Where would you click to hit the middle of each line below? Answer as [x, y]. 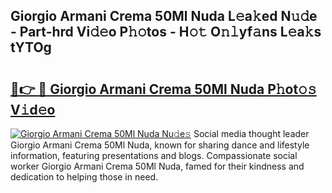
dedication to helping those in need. [84, 177]
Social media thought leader [251, 133]
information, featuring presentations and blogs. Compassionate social [154, 155]
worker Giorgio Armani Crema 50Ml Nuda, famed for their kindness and [157, 166]
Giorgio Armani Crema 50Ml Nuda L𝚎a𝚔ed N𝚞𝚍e [164, 16]
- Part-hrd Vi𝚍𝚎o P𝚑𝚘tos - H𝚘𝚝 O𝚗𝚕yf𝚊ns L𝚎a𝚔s [166, 32]
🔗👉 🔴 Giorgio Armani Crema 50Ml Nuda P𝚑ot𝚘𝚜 [163, 89]
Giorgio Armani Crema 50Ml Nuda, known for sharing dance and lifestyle [160, 145]
